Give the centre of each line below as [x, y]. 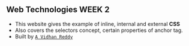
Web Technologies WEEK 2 [58, 10]
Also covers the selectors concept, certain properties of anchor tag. [99, 30]
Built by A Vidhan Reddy [44, 36]
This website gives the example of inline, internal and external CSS [97, 24]
